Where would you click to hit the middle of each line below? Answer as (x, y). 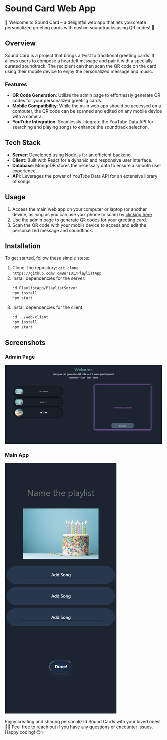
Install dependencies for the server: (49, 278)
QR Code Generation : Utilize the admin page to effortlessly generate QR (86, 95)
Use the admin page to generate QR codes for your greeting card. (80, 220)
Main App (17, 455)
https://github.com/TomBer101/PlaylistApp (57, 273)
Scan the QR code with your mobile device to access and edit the (79, 225)
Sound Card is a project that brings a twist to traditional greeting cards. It (80, 55)
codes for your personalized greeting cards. (57, 101)
